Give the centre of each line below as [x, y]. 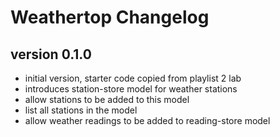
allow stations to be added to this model [107, 99]
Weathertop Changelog [110, 17]
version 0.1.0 [51, 54]
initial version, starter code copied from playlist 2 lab [133, 78]
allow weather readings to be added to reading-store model [147, 120]
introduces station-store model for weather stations [131, 89]
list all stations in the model [81, 110]
